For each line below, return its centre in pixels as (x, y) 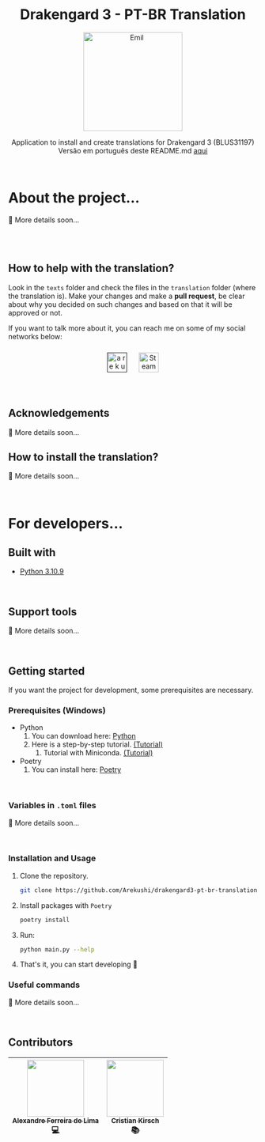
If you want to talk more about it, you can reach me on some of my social (127, 328)
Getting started (47, 671)
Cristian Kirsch (135, 1120)
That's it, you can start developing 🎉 (79, 964)
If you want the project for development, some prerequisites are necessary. (131, 690)
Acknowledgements (59, 413)
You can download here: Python (83, 736)
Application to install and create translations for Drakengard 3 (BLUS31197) (133, 142)
